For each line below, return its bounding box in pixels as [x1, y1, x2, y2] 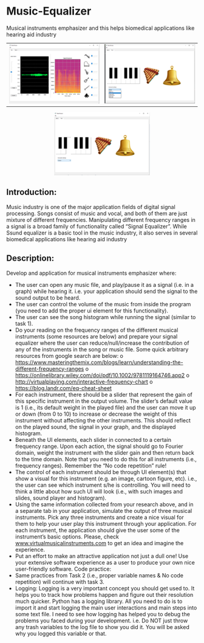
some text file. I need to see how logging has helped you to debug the [15, 610, 190, 617]
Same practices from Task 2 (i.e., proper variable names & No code [15, 571, 184, 579]
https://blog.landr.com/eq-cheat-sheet [15, 384, 112, 391]
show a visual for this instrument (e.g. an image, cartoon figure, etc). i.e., [15, 475, 197, 482]
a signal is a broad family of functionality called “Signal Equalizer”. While [6, 222, 187, 230]
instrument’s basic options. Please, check [15, 533, 120, 540]
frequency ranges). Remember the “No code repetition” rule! [15, 462, 167, 469]
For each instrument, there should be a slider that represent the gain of [15, 391, 193, 398]
